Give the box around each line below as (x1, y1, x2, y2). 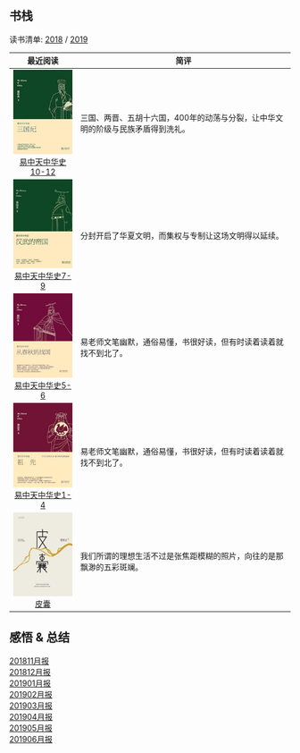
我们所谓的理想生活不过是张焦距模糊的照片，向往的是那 (79, 550, 284, 561)
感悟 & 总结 (9, 630, 71, 646)
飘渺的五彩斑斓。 (79, 562, 144, 572)
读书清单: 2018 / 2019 (9, 34, 88, 45)
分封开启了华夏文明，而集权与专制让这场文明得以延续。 (79, 230, 284, 241)
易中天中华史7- (14, 270, 72, 281)
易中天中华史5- (14, 379, 72, 391)
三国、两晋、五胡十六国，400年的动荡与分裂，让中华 (79, 113, 276, 123)
